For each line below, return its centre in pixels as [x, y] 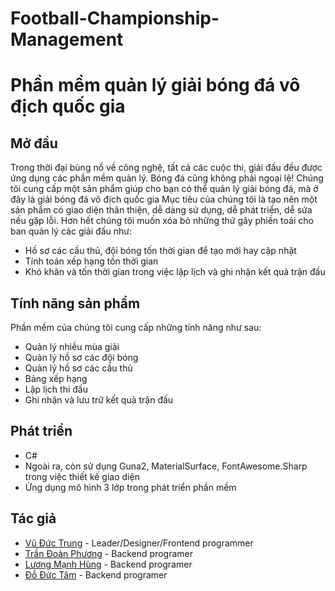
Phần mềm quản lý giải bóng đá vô [155, 85]
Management [67, 39]
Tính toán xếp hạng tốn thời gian [91, 261]
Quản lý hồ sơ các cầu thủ [78, 368]
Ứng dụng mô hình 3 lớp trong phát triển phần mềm [130, 487]
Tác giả [33, 518]
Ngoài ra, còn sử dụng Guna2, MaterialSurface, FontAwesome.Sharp [166, 466]
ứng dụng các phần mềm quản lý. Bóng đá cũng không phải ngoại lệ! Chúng [167, 178]
